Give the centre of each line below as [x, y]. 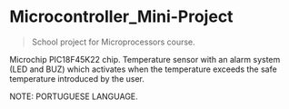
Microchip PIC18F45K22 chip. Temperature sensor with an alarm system [145, 59]
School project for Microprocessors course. [113, 42]
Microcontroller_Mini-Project [121, 17]
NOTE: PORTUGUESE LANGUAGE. [74, 96]
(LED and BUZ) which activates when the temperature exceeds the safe [143, 69]
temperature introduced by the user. [77, 78]
